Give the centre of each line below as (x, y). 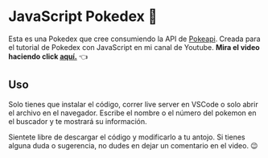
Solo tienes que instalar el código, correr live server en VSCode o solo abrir (134, 104)
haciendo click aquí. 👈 (48, 56)
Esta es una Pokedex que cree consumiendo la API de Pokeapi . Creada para (134, 39)
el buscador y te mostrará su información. (78, 121)
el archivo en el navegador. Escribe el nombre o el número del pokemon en (132, 113)
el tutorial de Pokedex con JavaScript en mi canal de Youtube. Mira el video (134, 47)
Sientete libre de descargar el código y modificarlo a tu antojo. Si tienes (127, 137)
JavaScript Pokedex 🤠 (83, 17)
